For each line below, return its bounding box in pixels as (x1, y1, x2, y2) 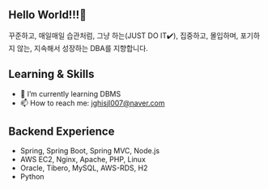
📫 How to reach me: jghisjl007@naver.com (19, 98, 165, 108)
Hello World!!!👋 (8, 8, 87, 22)
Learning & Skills (8, 67, 95, 81)
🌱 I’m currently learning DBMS (19, 88, 121, 98)
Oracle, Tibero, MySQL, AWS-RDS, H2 (19, 163, 148, 173)
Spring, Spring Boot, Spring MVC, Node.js (19, 146, 160, 156)
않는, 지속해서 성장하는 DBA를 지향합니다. (16, 43, 148, 53)
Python (19, 172, 45, 182)
